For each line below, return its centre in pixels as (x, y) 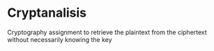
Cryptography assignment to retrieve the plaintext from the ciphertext (107, 32)
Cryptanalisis (47, 13)
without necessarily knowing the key (60, 39)
